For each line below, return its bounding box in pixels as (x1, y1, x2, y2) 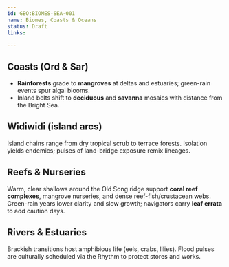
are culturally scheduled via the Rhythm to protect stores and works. (7, 252, 201, 260)
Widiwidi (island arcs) (7, 121, 102, 133)
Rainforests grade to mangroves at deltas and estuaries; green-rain (17, 79, 211, 87)
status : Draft (7, 23, 48, 30)
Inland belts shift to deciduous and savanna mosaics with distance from (17, 94, 223, 102)
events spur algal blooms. (17, 87, 91, 95)
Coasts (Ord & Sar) (7, 61, 89, 72)
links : (7, 29, 26, 36)
